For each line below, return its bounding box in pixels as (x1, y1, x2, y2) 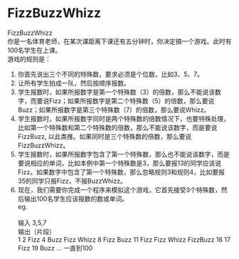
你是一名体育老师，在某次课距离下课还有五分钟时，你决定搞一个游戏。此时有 (7, 37, 232, 46)
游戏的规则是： (7, 55, 51, 63)
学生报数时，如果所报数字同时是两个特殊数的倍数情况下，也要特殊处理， (17, 114, 230, 122)
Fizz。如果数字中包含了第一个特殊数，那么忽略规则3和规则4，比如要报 (17, 167, 225, 176)
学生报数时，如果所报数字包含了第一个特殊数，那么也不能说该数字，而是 (17, 149, 230, 158)
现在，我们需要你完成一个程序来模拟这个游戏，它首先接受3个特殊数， (17, 185, 222, 194)
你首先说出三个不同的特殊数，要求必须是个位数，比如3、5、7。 (17, 70, 204, 78)
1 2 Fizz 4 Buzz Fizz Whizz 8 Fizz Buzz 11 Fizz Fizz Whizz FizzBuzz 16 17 (17, 235, 231, 243)
